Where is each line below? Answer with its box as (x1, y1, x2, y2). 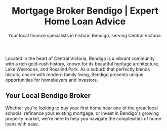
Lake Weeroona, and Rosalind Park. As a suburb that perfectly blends (5, 66, 150, 72)
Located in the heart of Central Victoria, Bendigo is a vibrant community (5, 55, 155, 61)
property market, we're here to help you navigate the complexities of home (5, 115, 161, 121)
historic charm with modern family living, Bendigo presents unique (5, 71, 144, 78)
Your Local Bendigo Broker (5, 91, 91, 100)
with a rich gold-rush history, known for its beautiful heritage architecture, (5, 60, 159, 67)
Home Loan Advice (44, 16, 126, 27)
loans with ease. (5, 121, 39, 127)
